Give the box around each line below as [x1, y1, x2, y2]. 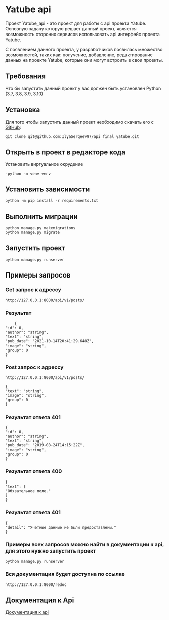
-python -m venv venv [5, 171, 51, 176]
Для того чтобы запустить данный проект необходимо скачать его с [5, 119, 154, 125]
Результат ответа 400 [5, 468, 62, 475]
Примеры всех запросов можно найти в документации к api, [5, 541, 164, 548]
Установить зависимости [5, 185, 90, 193]
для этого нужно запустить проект [5, 547, 96, 554]
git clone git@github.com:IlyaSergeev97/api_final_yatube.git [5, 134, 139, 139]
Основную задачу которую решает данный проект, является [5, 25, 137, 31]
